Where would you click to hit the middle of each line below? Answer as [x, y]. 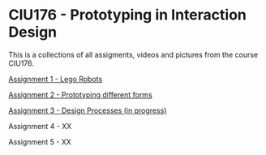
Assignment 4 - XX [40, 126]
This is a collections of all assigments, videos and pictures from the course [133, 54]
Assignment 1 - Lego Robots [56, 79]
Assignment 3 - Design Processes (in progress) [88, 110]
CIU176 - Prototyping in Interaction [128, 15]
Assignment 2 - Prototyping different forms [80, 94]
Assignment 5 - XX [40, 142]
